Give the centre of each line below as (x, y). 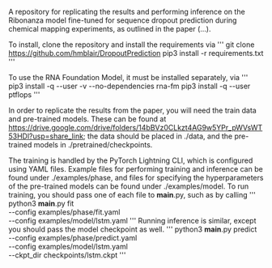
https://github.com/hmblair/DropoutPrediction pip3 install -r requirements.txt (136, 53)
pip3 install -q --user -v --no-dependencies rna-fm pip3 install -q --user (130, 86)
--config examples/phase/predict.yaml (73, 238)
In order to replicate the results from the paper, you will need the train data (132, 110)
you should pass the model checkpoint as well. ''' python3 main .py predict (133, 229)
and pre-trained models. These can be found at (87, 119)
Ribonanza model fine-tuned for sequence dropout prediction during (123, 20)
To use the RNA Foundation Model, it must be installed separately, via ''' (128, 77)
